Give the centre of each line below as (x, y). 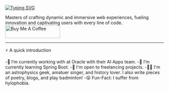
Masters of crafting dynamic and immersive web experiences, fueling (77, 17)
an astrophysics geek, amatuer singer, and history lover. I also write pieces (82, 72)
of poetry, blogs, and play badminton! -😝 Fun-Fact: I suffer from (72, 78)
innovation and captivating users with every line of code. (64, 23)
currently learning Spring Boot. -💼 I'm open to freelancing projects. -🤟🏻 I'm (83, 67)
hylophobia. (17, 83)
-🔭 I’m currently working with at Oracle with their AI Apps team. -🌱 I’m (77, 62)
